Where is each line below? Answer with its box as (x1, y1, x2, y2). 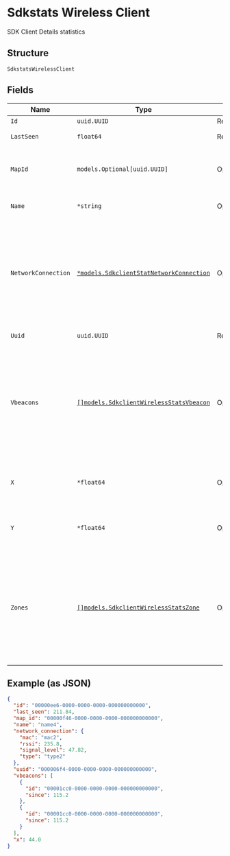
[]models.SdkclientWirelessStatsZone (77, 603, 200, 612)
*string (77, 202, 102, 210)
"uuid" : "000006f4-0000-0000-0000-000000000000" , (13, 766, 157, 773)
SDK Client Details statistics (7, 27, 86, 36)
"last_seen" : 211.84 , (13, 708, 75, 715)
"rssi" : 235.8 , (19, 740, 63, 748)
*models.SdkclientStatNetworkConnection (77, 269, 211, 277)
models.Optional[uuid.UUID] (77, 165, 168, 173)
